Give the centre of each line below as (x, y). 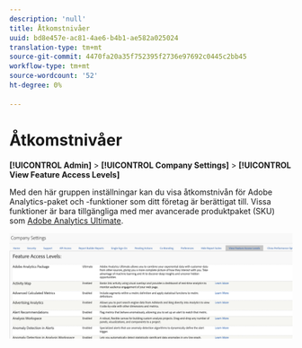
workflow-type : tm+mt (50, 66)
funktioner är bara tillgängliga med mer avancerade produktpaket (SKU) (142, 211)
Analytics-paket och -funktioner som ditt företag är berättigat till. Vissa (140, 201)
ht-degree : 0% (36, 85)
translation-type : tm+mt (56, 48)
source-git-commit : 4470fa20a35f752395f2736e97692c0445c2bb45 (128, 57)
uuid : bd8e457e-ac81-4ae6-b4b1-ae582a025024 (94, 38)
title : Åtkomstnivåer (50, 28)
